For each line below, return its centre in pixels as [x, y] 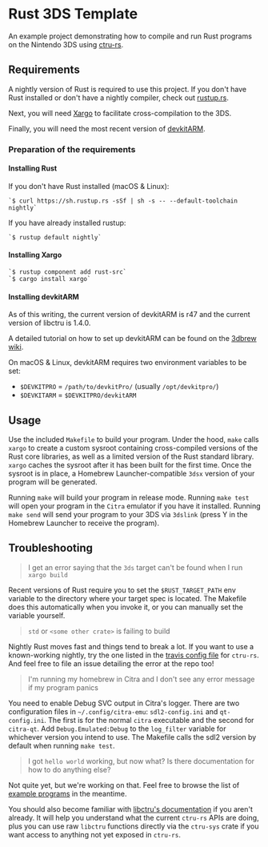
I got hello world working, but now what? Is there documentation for [141, 761]
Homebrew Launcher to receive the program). [84, 523]
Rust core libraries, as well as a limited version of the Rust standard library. [131, 456]
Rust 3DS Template [73, 14]
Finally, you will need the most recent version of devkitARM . [107, 128]
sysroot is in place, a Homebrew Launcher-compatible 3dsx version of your [132, 474]
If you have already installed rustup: [67, 223]
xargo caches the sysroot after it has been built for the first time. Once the [130, 465]
